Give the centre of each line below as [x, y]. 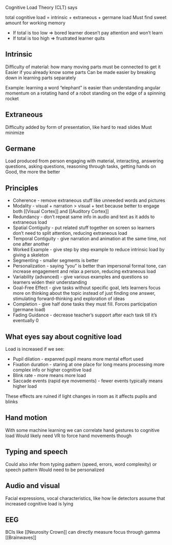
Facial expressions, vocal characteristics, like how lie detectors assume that [85, 498]
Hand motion [26, 418]
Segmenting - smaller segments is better [56, 260]
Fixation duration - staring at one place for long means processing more [89, 365]
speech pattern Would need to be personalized [55, 469]
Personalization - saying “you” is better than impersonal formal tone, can [89, 266]
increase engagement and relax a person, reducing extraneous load [84, 271]
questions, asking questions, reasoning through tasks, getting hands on [81, 166]
